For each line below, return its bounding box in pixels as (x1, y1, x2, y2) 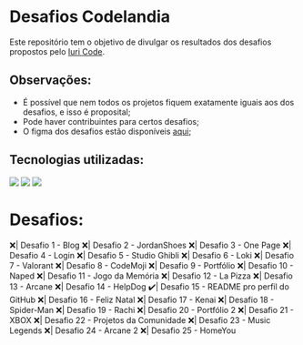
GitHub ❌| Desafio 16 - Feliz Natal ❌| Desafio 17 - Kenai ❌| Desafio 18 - (9, 294, 275, 305)
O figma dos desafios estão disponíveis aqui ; (22, 126, 192, 137)
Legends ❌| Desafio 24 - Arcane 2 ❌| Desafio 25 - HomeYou (9, 325, 237, 336)
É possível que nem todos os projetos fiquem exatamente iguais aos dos (22, 96, 295, 107)
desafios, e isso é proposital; (22, 107, 131, 117)
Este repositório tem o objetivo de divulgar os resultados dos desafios (9, 36, 272, 47)
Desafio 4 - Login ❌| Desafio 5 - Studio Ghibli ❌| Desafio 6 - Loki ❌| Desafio (9, 249, 294, 260)
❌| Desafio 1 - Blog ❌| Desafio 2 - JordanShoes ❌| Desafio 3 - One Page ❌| (9, 239, 292, 250)
